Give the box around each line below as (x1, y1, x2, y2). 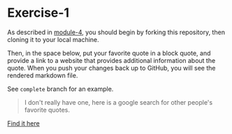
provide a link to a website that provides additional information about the (7, 56, 216, 64)
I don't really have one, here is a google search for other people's (24, 98, 213, 106)
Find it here (7, 119, 40, 127)
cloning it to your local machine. (7, 35, 99, 43)
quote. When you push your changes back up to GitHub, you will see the (7, 64, 216, 72)
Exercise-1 (7, 5, 70, 21)
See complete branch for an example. (7, 84, 114, 93)
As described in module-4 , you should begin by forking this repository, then (7, 28, 226, 36)
